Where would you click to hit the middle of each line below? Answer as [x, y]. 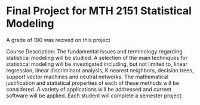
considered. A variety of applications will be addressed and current [89, 89]
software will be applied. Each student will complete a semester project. [95, 96]
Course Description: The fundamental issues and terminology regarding [95, 51]
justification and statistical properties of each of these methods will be [93, 83]
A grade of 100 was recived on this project [58, 40]
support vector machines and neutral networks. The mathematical [87, 77]
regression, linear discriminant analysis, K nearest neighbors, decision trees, [100, 70]
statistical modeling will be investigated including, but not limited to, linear [97, 64]
